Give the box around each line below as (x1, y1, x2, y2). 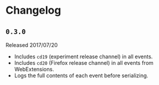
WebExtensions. (14, 66, 54, 73)
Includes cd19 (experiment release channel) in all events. (14, 53, 153, 60)
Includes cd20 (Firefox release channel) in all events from (14, 59, 154, 66)
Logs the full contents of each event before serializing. (14, 72, 148, 79)
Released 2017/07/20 (5, 42, 58, 48)
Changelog (5, 4, 61, 17)
